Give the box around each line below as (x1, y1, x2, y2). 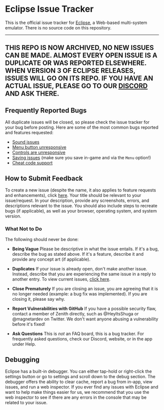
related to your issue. (5, 400, 48, 406)
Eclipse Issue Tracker (5, 3, 94, 15)
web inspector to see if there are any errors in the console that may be (5, 394, 147, 400)
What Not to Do (5, 225, 42, 232)
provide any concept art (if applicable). (12, 256, 91, 263)
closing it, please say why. (12, 296, 65, 302)
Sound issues (12, 139, 40, 145)
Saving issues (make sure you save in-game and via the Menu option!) (12, 155, 151, 161)
